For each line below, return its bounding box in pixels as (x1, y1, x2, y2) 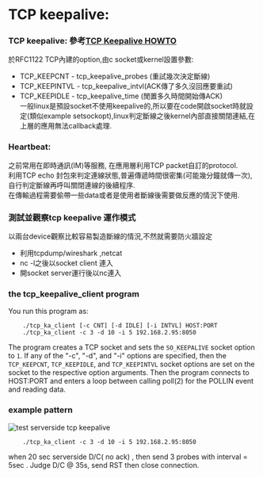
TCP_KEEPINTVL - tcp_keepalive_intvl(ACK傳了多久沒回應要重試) (19, 82, 234, 91)
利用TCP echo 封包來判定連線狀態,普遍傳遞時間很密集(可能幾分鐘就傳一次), (8, 170, 253, 180)
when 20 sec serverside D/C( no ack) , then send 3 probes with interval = (8, 452, 248, 461)
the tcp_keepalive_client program (8, 289, 140, 299)
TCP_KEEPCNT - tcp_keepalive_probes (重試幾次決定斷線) (19, 71, 211, 81)
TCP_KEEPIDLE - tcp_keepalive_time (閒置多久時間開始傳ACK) (19, 91, 223, 101)
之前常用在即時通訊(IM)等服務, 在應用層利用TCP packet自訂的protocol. (8, 160, 238, 170)
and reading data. (8, 384, 66, 394)
